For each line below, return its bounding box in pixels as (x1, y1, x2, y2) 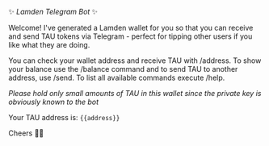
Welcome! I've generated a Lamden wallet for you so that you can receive (8, 23, 254, 32)
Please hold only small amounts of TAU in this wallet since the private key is (8, 89, 262, 98)
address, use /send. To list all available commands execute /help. (8, 73, 225, 82)
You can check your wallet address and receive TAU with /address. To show (8, 56, 262, 65)
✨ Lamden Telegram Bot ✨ (8, 7, 99, 16)
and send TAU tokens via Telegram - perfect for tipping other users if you (8, 31, 253, 41)
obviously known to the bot (8, 97, 99, 106)
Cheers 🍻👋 (8, 128, 44, 138)
